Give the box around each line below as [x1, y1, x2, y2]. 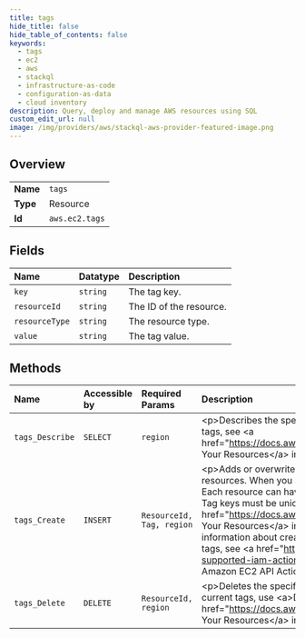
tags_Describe [14, 433, 75, 443]
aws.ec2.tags [48, 213, 105, 224]
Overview [9, 156, 66, 173]
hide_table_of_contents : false [9, 30, 128, 39]
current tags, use [201, 592, 274, 604]
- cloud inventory [17, 97, 88, 107]
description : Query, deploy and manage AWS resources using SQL [9, 106, 258, 115]
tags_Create [14, 515, 66, 525]
